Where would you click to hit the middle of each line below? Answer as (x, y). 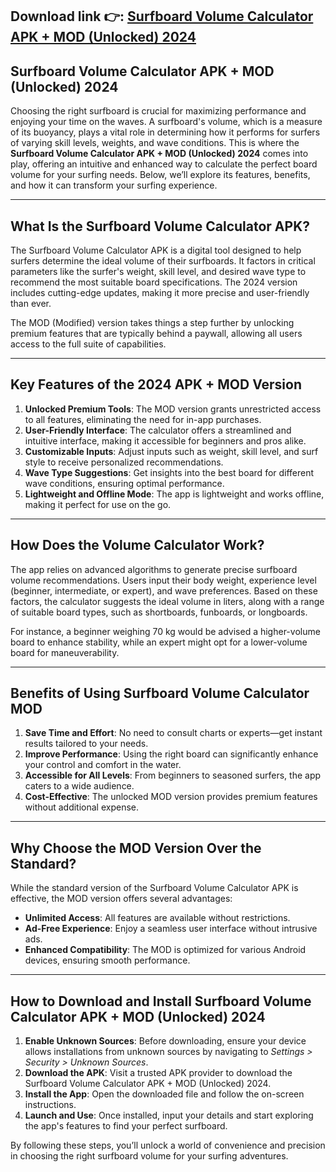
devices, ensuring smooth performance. (107, 960)
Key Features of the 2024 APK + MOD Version (156, 384)
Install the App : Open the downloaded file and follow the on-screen (164, 1094)
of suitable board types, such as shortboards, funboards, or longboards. (159, 612)
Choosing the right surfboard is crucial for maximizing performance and (158, 111)
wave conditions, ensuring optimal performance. (124, 483)
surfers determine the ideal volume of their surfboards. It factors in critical (163, 261)
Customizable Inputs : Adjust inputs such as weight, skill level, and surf (171, 451)
